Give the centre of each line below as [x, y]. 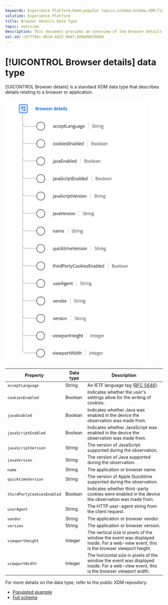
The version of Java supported [119, 457]
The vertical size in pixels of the [120, 532]
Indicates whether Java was [116, 409]
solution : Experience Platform [38, 16]
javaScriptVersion [26, 448]
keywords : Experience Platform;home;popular [52, 10]
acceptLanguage [23, 386]
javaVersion [20, 460]
